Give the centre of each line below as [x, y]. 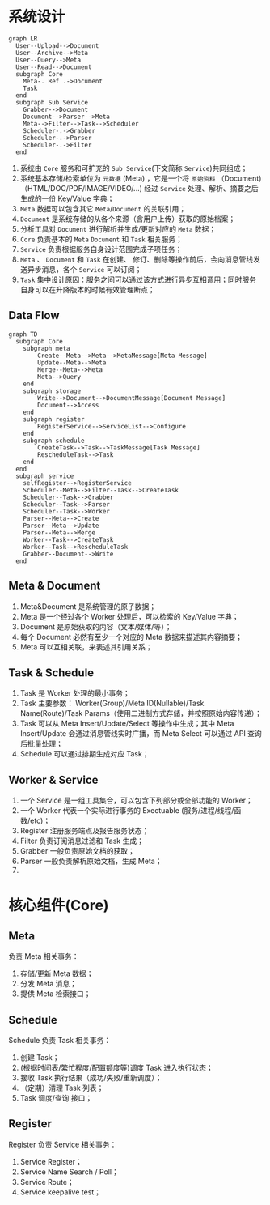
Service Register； [51, 1161]
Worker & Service [53, 779]
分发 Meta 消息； [48, 984]
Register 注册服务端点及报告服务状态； [84, 831]
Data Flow [34, 315]
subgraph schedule [54, 441]
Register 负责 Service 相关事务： [63, 1144]
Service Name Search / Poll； [69, 1172]
